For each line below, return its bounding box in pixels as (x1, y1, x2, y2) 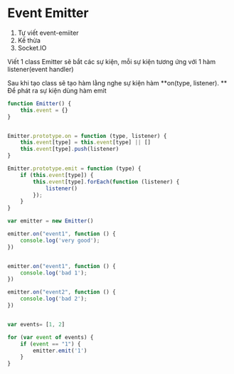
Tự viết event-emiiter (17, 28, 80, 37)
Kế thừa (17, 36, 41, 44)
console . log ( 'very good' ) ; (20, 237, 100, 244)
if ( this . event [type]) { (20, 171, 94, 178)
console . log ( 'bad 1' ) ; (20, 269, 87, 277)
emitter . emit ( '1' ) (33, 347, 87, 354)
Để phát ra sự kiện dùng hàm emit (7, 86, 107, 95)
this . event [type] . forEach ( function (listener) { (33, 178, 180, 186)
